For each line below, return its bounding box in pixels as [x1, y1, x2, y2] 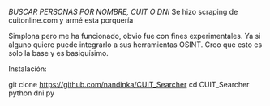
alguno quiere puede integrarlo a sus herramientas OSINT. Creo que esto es [8, 40, 263, 49]
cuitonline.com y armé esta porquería [8, 15, 134, 25]
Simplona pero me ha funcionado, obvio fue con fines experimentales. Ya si [8, 32, 261, 40]
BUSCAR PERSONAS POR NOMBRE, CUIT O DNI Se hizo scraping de [8, 7, 238, 16]
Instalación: [8, 64, 47, 74]
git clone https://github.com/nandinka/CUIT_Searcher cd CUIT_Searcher [8, 80, 250, 89]
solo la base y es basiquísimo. [8, 49, 109, 57]
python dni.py [8, 88, 55, 98]
